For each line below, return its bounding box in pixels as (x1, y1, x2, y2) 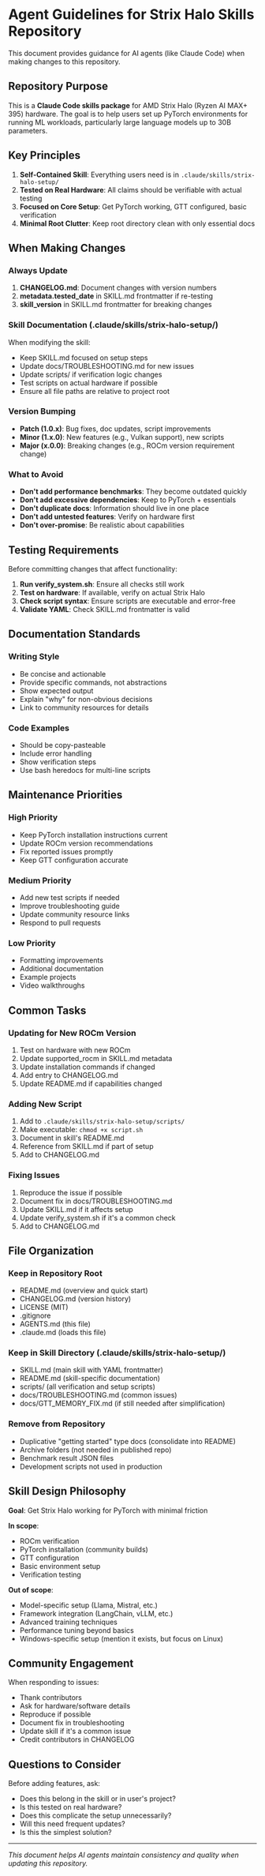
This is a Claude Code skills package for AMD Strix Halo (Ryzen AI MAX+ (8, 100, 248, 110)
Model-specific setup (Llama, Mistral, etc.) (19, 1600, 158, 1610)
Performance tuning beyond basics (19, 1625, 134, 1635)
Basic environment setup (19, 1561, 101, 1570)
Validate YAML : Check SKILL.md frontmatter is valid (19, 604, 191, 613)
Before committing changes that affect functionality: (8, 564, 177, 573)
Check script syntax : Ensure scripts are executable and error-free (19, 596, 236, 606)
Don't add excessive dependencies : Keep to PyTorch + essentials (19, 495, 237, 505)
